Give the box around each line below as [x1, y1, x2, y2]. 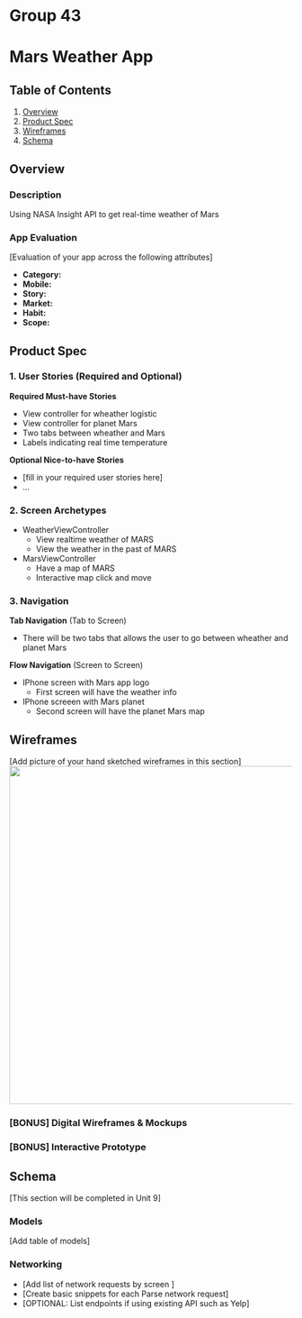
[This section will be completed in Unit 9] [9, 1192, 162, 1204]
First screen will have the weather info [35, 687, 177, 698]
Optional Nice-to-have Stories [9, 454, 124, 465]
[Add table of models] [9, 1236, 91, 1247]
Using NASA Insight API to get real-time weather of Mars [9, 208, 219, 219]
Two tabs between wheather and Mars [22, 427, 166, 438]
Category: [22, 270, 62, 280]
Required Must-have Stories [9, 390, 117, 401]
